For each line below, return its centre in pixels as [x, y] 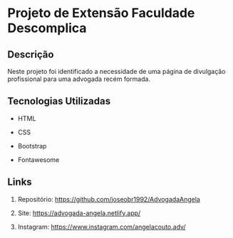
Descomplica [47, 28]
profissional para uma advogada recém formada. [79, 79]
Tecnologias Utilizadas [59, 101]
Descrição [31, 54]
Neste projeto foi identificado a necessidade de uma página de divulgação [116, 71]
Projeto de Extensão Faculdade [101, 13]
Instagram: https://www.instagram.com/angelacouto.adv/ [102, 227]
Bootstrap [32, 146]
